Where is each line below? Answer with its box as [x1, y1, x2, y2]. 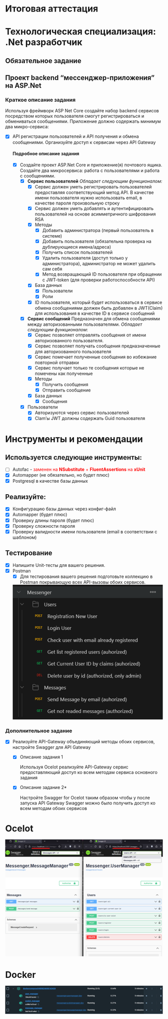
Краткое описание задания [5, 96, 76, 103]
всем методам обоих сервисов [19, 805, 87, 811]
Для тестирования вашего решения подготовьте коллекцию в [19, 573, 153, 579]
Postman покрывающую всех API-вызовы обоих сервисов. [19, 579, 146, 585]
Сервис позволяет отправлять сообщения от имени [34, 332, 146, 338]
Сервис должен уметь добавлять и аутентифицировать [34, 205, 154, 211]
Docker [5, 969, 36, 980]
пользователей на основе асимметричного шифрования [34, 211, 156, 217]
